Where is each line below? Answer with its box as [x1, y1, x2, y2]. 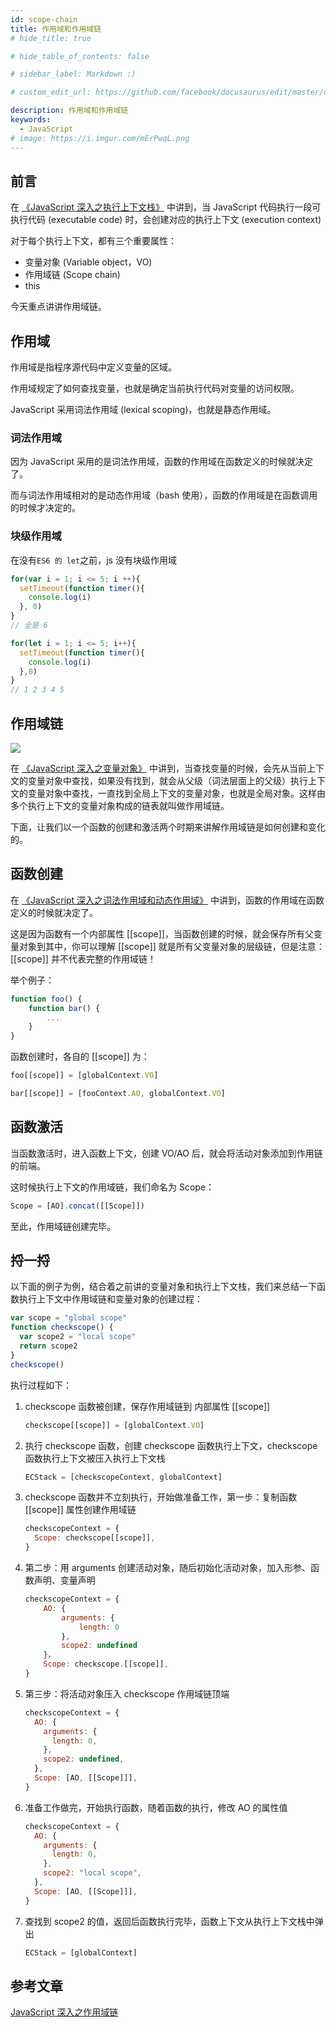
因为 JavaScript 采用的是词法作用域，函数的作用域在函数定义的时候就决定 [10, 456, 314, 468]
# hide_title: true [10, 33, 92, 43]
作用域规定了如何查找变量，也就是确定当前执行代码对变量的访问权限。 [10, 382, 300, 395]
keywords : [10, 115, 52, 125]
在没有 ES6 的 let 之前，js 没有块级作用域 [10, 554, 177, 566]
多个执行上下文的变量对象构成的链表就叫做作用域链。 [10, 800, 230, 812]
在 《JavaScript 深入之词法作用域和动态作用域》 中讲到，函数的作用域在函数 [10, 894, 325, 906]
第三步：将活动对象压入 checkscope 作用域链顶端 [24, 1687, 230, 1700]
